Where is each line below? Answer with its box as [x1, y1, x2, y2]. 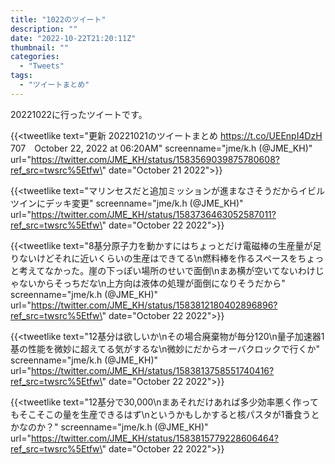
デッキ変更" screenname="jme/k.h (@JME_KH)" [44, 197, 244, 209]
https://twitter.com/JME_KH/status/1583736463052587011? [30, 208, 277, 220]
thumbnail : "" [10, 42, 70, 53]
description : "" [10, 24, 78, 34]
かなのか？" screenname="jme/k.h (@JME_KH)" [10, 421, 209, 433]
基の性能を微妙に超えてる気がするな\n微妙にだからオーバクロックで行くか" [10, 342, 320, 355]
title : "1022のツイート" [10, 14, 107, 25]
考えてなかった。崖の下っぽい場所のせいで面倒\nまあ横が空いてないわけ [18, 264, 316, 276]
